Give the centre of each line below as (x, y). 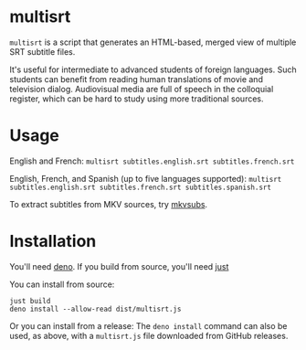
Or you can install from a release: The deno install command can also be (148, 325)
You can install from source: (62, 284)
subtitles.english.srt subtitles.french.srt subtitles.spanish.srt (141, 187)
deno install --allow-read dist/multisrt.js (95, 309)
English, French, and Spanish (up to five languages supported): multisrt (146, 178)
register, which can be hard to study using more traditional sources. (137, 99)
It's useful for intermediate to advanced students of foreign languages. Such (153, 69)
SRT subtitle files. (42, 51)
